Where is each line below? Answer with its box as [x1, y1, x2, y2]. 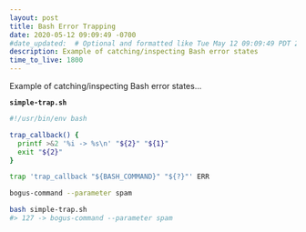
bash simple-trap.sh [9, 206, 88, 215]
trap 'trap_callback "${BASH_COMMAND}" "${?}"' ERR [9, 172, 209, 182]
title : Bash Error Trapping [9, 22, 117, 31]
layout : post [9, 13, 59, 23]
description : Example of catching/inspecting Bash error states [9, 47, 259, 56]
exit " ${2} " [17, 147, 64, 156]
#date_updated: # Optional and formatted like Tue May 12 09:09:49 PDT [9, 38, 291, 48]
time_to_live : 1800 [9, 55, 84, 65]
